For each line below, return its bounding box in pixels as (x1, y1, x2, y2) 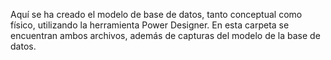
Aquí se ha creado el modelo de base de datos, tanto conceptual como (10, 9, 303, 20)
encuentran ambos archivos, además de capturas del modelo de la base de (10, 30, 321, 41)
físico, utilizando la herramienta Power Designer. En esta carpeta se (10, 19, 290, 31)
